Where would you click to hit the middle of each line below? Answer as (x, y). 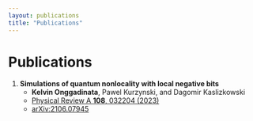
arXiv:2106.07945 (60, 109)
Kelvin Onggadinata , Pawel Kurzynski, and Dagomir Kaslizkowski (138, 93)
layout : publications (44, 15)
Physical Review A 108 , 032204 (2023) (95, 100)
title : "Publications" (45, 23)
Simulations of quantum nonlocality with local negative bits (119, 84)
